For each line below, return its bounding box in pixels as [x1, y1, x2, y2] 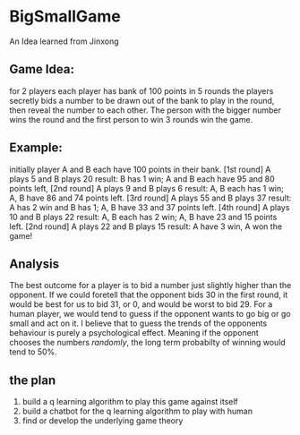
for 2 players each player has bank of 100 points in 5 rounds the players [9, 85, 274, 96]
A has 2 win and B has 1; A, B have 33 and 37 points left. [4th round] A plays [9, 201, 290, 212]
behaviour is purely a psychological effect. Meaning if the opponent [9, 328, 260, 338]
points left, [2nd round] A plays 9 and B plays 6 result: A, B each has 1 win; [9, 183, 284, 193]
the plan [9, 372, 56, 388]
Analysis [9, 256, 60, 271]
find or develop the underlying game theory [21, 415, 184, 426]
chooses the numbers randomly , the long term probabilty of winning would [9, 337, 287, 348]
